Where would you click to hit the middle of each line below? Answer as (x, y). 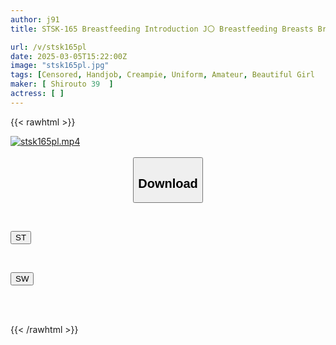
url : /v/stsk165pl (48, 47)
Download (168, 183)
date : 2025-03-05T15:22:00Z (69, 56)
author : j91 (35, 19)
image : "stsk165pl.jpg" (60, 66)
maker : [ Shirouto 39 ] (62, 84)
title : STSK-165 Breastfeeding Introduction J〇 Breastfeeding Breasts (162, 29)
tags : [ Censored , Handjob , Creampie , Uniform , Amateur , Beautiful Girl (162, 75)
